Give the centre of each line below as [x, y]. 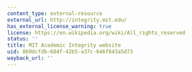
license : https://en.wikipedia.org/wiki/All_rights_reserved [96, 33]
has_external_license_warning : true [59, 26]
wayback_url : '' [30, 58]
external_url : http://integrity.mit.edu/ [67, 20]
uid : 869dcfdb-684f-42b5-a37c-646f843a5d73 [70, 52]
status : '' [23, 39]
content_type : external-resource [55, 13]
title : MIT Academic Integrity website [64, 45]
